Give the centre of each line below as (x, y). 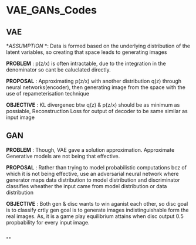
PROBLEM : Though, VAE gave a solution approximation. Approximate (90, 149)
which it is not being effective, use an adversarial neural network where (92, 173)
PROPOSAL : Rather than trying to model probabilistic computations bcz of (96, 167)
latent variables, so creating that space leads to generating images (87, 52)
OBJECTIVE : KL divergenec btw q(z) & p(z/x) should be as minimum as (93, 105)
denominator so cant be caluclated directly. (58, 70)
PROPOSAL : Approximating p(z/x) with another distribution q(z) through (94, 81)
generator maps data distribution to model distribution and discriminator (93, 180)
